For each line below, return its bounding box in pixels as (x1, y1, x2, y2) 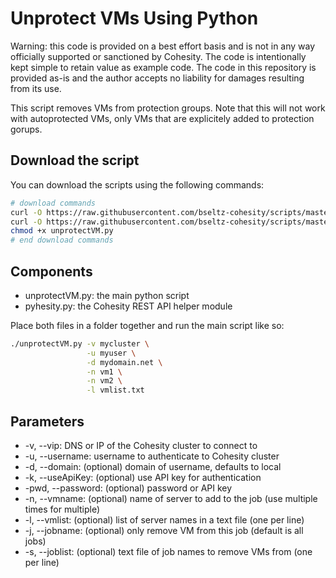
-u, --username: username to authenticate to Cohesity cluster (24, 450, 280, 462)
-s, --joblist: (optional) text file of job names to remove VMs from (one (24, 546, 313, 557)
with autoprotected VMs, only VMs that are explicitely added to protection (10, 112, 315, 124)
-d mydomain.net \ (86, 357, 163, 367)
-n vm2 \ (86, 376, 123, 386)
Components (10, 263, 93, 280)
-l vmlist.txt (86, 385, 145, 396)
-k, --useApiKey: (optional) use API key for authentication (24, 472, 262, 483)
